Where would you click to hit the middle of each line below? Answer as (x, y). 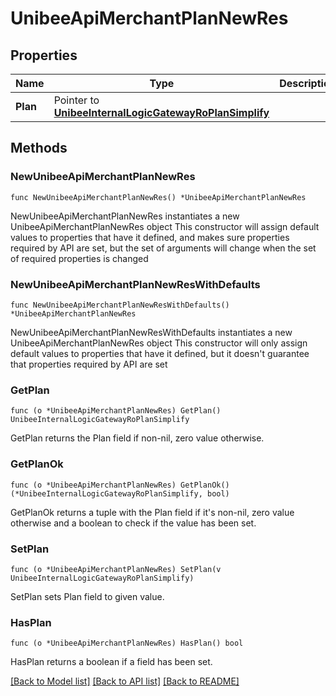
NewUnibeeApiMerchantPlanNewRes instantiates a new (125, 216)
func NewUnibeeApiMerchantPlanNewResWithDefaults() (120, 305)
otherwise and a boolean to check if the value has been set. (133, 523)
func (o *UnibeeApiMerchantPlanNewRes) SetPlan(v (116, 569)
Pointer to (76, 100)
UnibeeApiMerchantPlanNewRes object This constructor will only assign (159, 343)
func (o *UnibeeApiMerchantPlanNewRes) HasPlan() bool (127, 643)
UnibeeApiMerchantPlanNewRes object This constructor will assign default (165, 226)
